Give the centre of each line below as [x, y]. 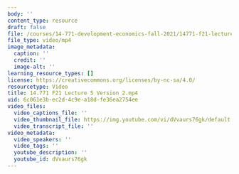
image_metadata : [31, 47]
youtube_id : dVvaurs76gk [51, 159]
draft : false [27, 27]
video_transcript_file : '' [54, 126]
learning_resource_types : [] [51, 73]
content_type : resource [43, 21]
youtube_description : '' [51, 153]
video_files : [27, 107]
